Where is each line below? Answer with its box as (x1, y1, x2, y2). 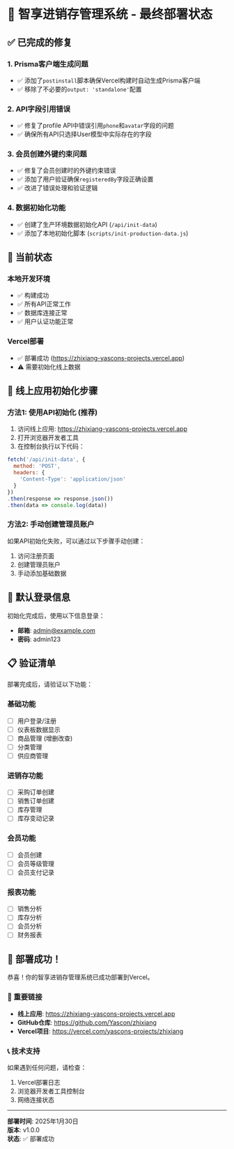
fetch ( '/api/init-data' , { (7, 456, 86, 463)
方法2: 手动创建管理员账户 (7, 520, 95, 529)
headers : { (13, 469, 45, 476)
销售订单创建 (17, 797, 54, 805)
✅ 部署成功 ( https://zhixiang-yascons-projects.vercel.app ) (17, 353, 185, 362)
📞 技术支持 (7, 1046, 40, 1055)
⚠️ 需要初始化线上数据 (17, 363, 81, 371)
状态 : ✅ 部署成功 (7, 1134, 54, 1143)
